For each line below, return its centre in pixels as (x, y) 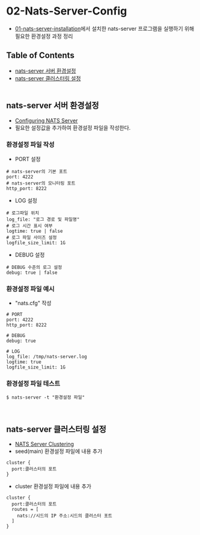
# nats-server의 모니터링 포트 (41, 183)
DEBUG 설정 (30, 255)
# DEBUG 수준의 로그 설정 (34, 267)
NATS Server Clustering (44, 444)
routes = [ (25, 510)
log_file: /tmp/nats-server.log (47, 357)
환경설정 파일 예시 (31, 289)
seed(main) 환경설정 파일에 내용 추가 (59, 451)
